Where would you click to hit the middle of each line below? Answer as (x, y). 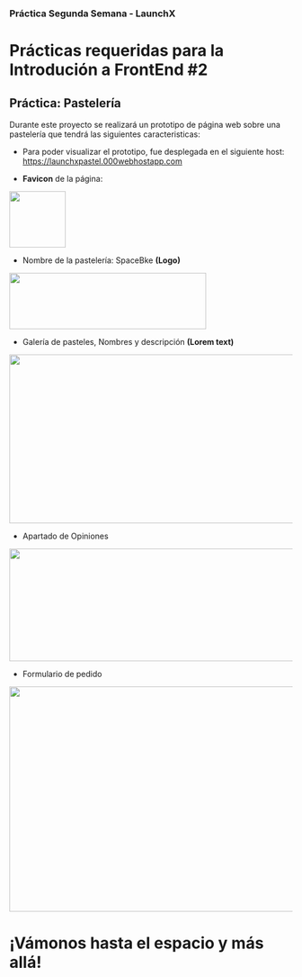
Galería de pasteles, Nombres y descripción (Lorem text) (128, 341)
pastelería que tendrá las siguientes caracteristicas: (105, 134)
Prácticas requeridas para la (117, 51)
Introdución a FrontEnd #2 (109, 70)
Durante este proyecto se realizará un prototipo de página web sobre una (145, 124)
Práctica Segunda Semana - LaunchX (93, 14)
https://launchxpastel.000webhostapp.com (102, 161)
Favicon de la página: (62, 178)
